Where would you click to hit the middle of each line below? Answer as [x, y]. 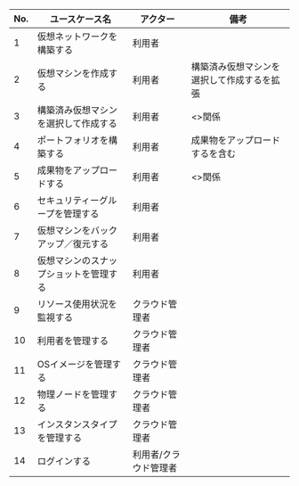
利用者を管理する [73, 341]
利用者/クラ [156, 454]
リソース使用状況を [77, 304]
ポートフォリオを [73, 140]
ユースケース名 [81, 19]
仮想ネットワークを [77, 37]
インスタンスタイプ [77, 424]
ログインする [64, 461]
